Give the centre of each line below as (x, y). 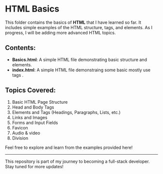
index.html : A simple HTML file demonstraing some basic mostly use (81, 70)
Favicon (20, 127)
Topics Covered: (30, 90)
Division (20, 138)
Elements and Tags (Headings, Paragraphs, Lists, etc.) (66, 112)
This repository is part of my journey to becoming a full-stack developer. (77, 161)
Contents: (20, 48)
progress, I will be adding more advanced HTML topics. (60, 32)
